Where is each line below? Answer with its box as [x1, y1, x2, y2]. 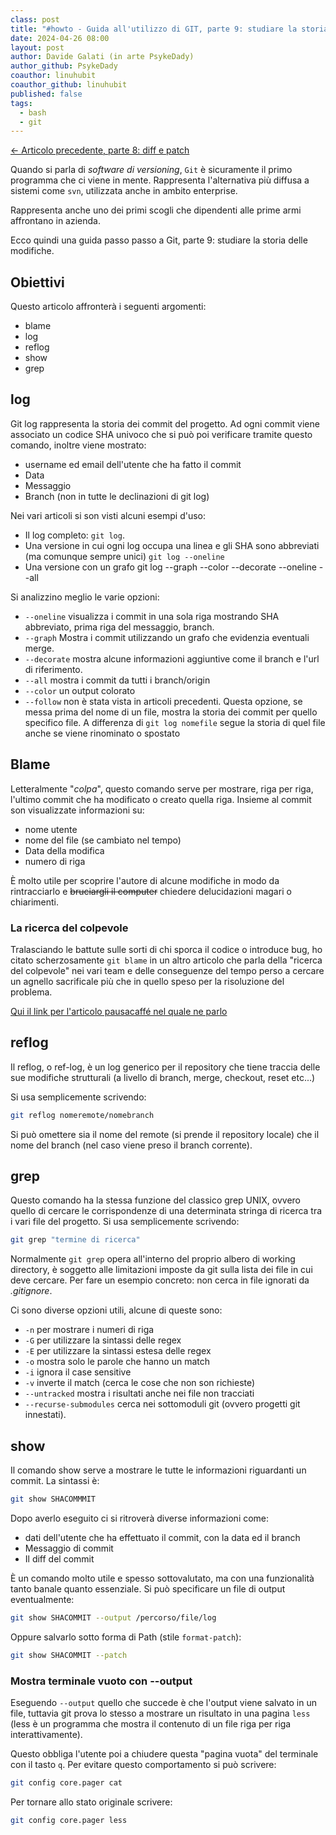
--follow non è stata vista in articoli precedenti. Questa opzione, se [24, 695, 303, 707]
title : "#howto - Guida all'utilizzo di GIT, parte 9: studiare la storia [10, 24, 329, 34]
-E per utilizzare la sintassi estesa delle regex [24, 1345, 212, 1357]
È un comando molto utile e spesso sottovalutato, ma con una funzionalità [10, 1572, 315, 1585]
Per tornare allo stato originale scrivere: [10, 1796, 173, 1808]
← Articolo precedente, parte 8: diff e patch [10, 144, 190, 156]
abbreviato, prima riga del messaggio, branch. [24, 621, 215, 633]
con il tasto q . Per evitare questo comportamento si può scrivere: [10, 1759, 277, 1771]
